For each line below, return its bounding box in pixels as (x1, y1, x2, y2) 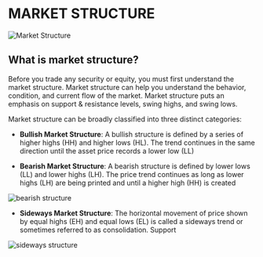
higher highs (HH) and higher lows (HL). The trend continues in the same (19, 138, 255, 147)
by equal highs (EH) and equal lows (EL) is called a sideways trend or (19, 216, 243, 226)
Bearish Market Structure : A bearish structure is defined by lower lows (19, 161, 251, 171)
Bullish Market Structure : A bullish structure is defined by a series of (19, 129, 244, 139)
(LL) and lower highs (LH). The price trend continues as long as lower (19, 169, 245, 179)
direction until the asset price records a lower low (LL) (19, 146, 195, 155)
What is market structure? (8, 53, 139, 67)
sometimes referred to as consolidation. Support (19, 225, 177, 234)
